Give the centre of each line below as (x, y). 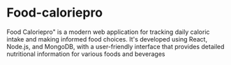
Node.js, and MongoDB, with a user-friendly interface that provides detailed (115, 46)
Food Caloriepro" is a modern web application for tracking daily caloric (108, 32)
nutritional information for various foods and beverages (86, 54)
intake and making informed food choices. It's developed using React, (107, 39)
